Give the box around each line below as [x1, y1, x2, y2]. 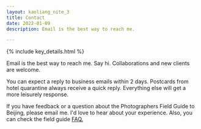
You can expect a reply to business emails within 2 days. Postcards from [6, 78, 189, 85]
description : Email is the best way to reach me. [6, 26, 136, 32]
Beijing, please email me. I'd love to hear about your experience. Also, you [6, 109, 192, 116]
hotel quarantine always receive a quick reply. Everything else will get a [6, 85, 186, 92]
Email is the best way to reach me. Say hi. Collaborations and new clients [6, 60, 190, 67]
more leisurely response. [6, 91, 69, 98]
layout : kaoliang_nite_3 [6, 9, 70, 15]
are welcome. [6, 66, 41, 74]
